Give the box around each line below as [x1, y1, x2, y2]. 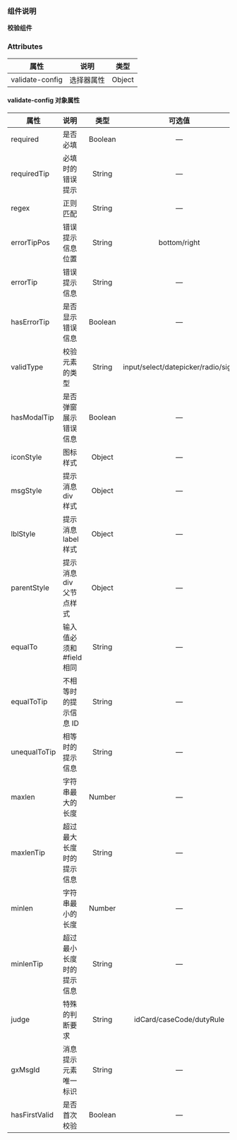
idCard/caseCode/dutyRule [133, 1014, 225, 1024]
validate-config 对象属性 [7, 96, 80, 105]
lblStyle [11, 528, 36, 538]
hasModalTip [11, 412, 54, 422]
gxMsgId [11, 1064, 40, 1074]
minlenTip [11, 958, 44, 968]
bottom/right [158, 237, 200, 247]
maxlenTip [11, 848, 46, 857]
